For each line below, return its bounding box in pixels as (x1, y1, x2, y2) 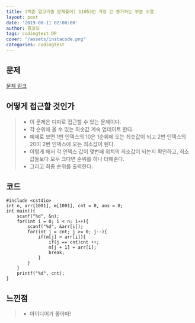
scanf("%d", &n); (17, 213, 60, 220)
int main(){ (6, 208, 36, 214)
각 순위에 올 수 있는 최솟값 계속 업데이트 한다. (29, 125, 134, 132)
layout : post (6, 14, 39, 20)
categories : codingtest (6, 42, 65, 48)
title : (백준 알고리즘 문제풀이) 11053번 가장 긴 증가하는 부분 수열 (6, 8, 154, 15)
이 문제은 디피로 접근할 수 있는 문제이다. (29, 118, 122, 125)
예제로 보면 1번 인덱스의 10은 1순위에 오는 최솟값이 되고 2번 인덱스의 (29, 133, 187, 140)
